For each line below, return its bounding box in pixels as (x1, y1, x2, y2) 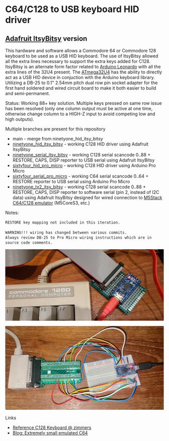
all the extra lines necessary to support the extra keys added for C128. (5, 58, 151, 64)
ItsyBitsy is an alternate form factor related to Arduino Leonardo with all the (5, 64, 161, 69)
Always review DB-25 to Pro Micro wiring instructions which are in (5, 235, 152, 240)
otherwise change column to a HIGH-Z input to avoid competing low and (5, 111, 155, 117)
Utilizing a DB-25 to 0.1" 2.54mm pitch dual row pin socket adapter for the (5, 80, 158, 86)
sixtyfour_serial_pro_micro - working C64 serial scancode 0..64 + (12, 173, 149, 179)
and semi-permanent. (5, 91, 50, 96)
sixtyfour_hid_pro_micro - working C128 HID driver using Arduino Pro (12, 163, 156, 168)
